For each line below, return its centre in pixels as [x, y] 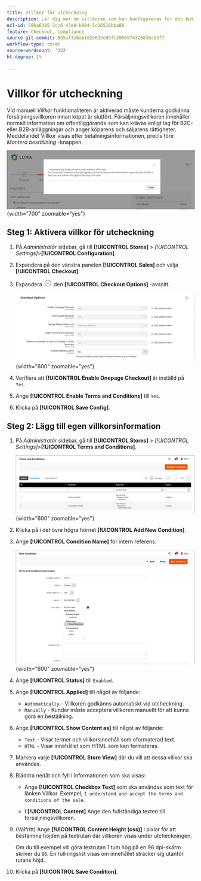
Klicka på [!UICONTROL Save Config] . [63, 407]
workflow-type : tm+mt [34, 44]
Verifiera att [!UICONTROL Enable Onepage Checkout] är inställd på [100, 378]
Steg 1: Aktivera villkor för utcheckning [81, 233]
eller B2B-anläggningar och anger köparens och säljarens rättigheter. [92, 129]
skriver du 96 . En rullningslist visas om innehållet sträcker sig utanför [100, 854]
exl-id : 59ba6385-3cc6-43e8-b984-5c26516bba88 [66, 25]
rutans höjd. [30, 860]
